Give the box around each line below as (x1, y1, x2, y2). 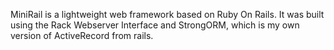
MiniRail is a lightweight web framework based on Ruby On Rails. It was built (10, 9, 325, 20)
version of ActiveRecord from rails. (10, 30, 154, 41)
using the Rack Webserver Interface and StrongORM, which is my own (10, 19, 300, 31)
